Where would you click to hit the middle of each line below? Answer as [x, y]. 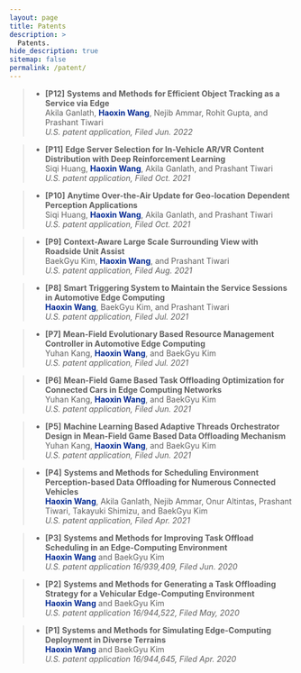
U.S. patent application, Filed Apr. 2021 [118, 520]
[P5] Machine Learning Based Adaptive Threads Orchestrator [162, 426]
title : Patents [38, 26]
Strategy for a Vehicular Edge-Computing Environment [150, 593]
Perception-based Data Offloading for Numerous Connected [160, 482]
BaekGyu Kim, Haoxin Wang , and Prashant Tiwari [137, 260]
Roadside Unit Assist [85, 251]
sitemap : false [38, 59]
